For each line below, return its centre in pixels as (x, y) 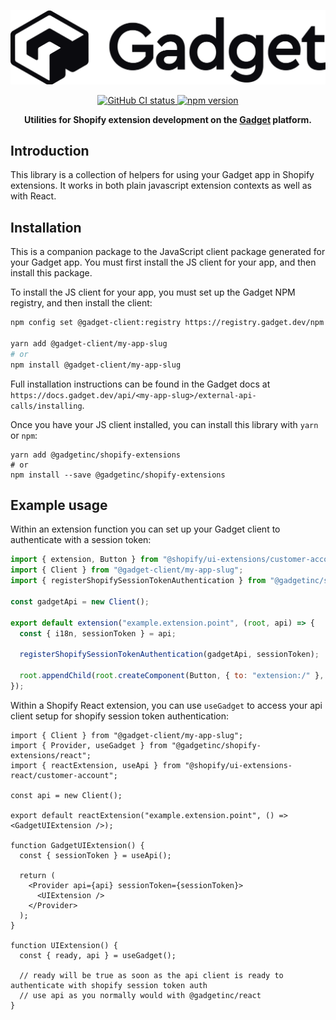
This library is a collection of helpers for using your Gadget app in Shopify (162, 175)
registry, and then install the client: (81, 303)
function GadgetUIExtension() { (77, 845)
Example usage (59, 505)
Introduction (50, 151)
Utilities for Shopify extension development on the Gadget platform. (168, 119)
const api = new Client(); (66, 795)
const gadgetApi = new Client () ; (80, 601)
